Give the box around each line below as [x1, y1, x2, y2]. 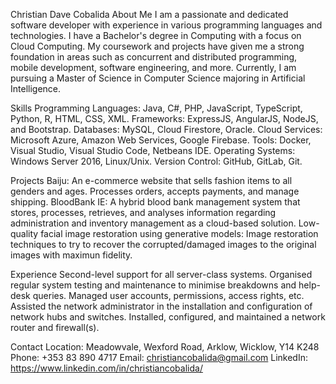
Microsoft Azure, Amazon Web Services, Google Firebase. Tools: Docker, [10, 134, 312, 146]
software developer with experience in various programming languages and [10, 19, 323, 31]
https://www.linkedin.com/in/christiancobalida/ [10, 362, 203, 374]
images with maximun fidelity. [10, 249, 133, 261]
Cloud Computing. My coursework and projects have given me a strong [10, 40, 305, 52]
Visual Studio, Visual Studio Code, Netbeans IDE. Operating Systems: [10, 145, 296, 156]
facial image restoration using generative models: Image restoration [40, 228, 319, 239]
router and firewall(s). [10, 322, 100, 333]
